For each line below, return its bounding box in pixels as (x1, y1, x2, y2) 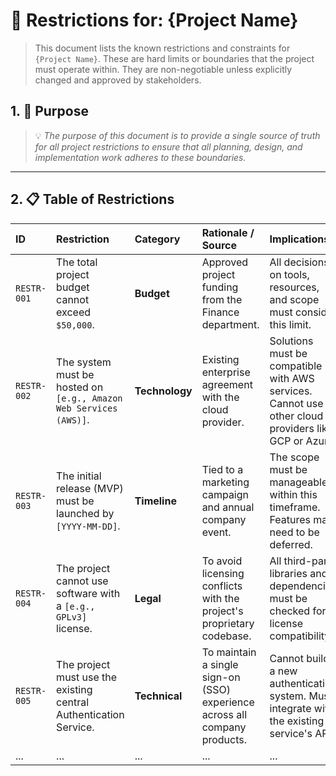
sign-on (201, 670, 241, 684)
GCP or (269, 434, 304, 448)
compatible (269, 359, 323, 373)
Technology (134, 384, 193, 398)
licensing (201, 566, 245, 580)
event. (201, 525, 232, 539)
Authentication (56, 707, 125, 721)
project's (201, 604, 244, 618)
